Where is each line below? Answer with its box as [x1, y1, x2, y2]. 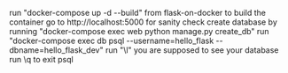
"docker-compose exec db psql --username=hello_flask [9, 35, 214, 46]
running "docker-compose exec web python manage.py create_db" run [9, 26, 269, 36]
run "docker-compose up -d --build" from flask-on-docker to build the [9, 8, 266, 18]
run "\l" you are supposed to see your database [105, 45, 279, 55]
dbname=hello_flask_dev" [9, 45, 104, 55]
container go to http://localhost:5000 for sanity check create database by [9, 17, 277, 27]
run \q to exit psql [9, 55, 74, 64]
